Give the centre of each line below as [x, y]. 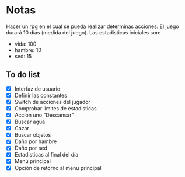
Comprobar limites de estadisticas [56, 108]
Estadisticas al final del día [46, 155]
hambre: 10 [28, 50]
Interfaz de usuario [37, 89]
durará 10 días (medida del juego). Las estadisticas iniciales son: [83, 32]
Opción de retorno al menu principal [58, 168]
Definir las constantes [41, 95]
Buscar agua [30, 122]
